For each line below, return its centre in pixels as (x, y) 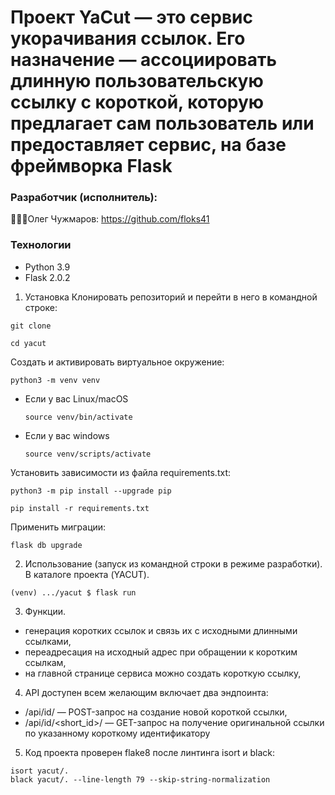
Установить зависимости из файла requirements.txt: (120, 472)
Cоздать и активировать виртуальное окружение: (117, 362)
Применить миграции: (58, 527)
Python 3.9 (47, 267)
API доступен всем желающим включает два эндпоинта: (146, 692)
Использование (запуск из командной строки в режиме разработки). (173, 563)
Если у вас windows (67, 435)
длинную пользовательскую (137, 81)
